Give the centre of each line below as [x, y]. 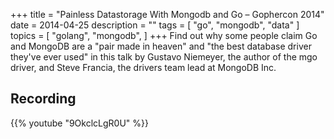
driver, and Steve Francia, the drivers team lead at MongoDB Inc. [143, 67]
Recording [43, 99]
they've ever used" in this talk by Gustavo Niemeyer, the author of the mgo [164, 57]
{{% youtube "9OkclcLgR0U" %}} [79, 123]
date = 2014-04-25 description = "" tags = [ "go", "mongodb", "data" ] [155, 25]
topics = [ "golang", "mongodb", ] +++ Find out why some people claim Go [164, 35]
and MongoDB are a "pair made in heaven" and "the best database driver [161, 46]
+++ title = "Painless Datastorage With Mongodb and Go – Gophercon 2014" [167, 14]
